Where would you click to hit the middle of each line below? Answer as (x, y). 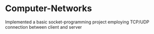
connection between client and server (44, 27)
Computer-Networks (48, 8)
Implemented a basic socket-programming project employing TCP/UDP (77, 22)
